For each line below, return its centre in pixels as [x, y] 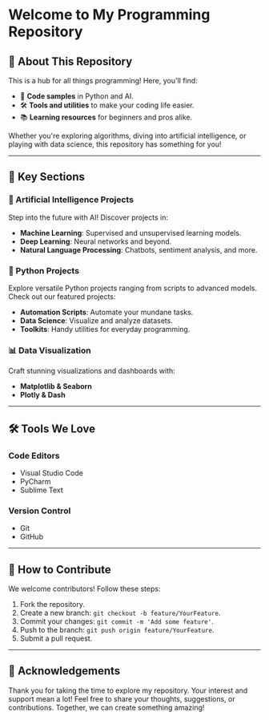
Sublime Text [42, 490]
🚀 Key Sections [47, 177]
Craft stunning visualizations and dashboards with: [92, 371]
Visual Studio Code [52, 473]
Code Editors [34, 455]
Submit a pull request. [56, 638]
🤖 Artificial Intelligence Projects [71, 200]
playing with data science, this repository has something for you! [115, 144]
